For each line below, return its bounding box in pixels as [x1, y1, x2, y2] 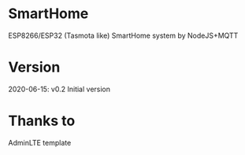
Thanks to [8, 112, 76, 130]
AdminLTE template [8, 138, 72, 147]
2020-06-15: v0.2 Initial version [8, 84, 111, 94]
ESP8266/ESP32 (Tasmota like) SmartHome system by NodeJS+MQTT [8, 31, 239, 40]
